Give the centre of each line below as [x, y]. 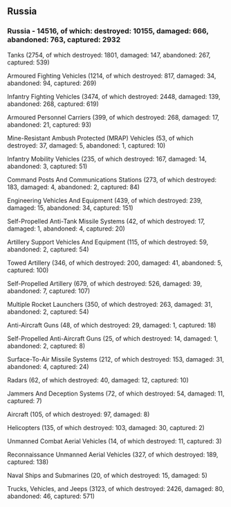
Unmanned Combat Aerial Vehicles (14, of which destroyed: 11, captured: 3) [115, 441]
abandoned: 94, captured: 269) [52, 83]
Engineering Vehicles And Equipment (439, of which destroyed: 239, [105, 200]
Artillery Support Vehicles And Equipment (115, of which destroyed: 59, [108, 242]
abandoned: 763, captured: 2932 [64, 39]
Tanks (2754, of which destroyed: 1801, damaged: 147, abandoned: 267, [109, 55]
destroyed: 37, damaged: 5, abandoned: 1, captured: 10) [86, 145]
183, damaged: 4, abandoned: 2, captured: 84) [74, 187]
